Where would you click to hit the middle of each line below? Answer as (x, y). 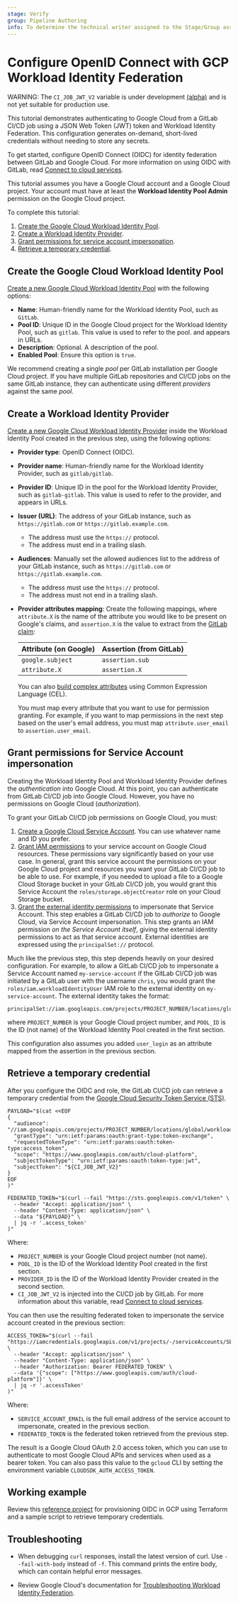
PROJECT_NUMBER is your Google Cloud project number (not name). (112, 1256)
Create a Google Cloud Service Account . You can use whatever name (119, 831)
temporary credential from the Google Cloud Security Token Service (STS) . (117, 1098)
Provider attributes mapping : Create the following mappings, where (117, 609)
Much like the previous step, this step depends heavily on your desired (110, 958)
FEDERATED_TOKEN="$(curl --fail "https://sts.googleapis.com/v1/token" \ (119, 1198)
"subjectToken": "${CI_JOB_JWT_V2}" (68, 1167)
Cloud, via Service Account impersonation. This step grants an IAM (115, 921)
